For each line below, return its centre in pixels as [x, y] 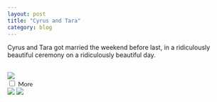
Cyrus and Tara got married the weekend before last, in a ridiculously [109, 48]
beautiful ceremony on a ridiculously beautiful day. [82, 55]
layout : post [27, 14]
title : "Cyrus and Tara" [44, 21]
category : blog [30, 27]
